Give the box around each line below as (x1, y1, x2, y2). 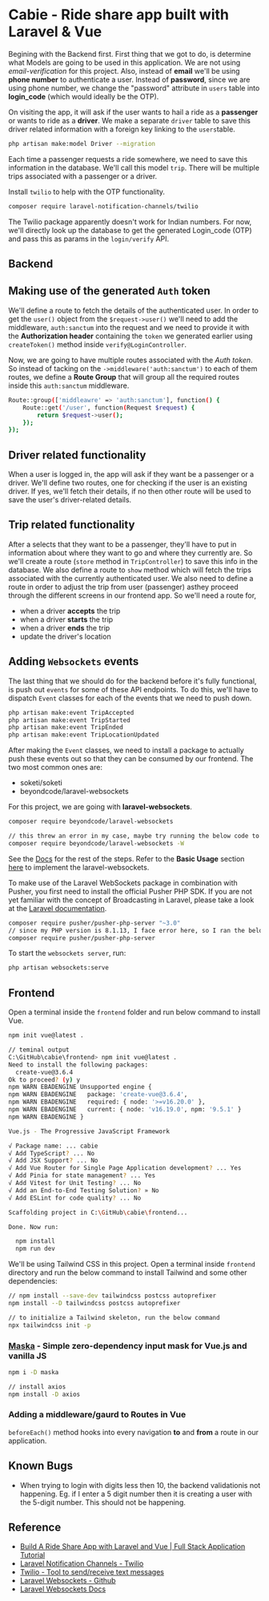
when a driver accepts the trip (19, 606, 121, 615)
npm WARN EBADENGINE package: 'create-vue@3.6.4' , (8, 1091, 188, 1099)
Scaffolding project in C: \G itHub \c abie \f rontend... (8, 1208, 188, 1216)
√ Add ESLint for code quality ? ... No (8, 1194, 142, 1202)
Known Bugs (8, 1459, 74, 1473)
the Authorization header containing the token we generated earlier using (8, 331, 254, 341)
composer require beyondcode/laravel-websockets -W (8, 839, 184, 847)
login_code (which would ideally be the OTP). (8, 91, 159, 101)
